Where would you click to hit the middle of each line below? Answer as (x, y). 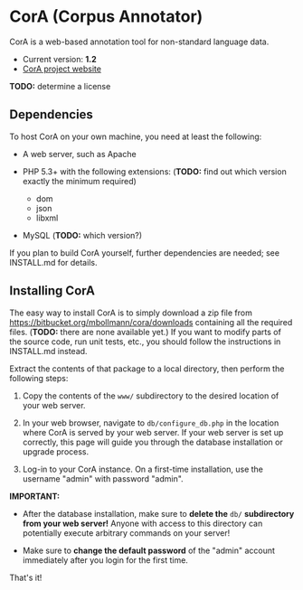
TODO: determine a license (60, 86)
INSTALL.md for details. (53, 262)
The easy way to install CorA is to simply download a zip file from (131, 313)
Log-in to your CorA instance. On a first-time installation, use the (143, 469)
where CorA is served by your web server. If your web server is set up (153, 432)
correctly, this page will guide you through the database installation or (152, 442)
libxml (47, 218)
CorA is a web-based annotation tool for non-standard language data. (139, 42)
